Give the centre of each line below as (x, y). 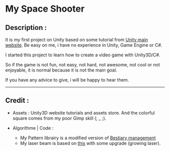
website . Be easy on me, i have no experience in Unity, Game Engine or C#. (84, 45)
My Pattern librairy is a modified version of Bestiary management (88, 138)
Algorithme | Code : (33, 128)
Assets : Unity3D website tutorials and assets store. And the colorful (84, 112)
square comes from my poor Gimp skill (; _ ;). (59, 118)
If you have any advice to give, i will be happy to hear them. (67, 80)
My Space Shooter (45, 9)
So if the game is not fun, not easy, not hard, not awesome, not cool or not (83, 65)
